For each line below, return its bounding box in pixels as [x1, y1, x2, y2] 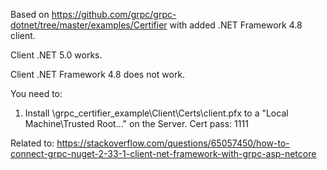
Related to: [10, 137, 55, 149]
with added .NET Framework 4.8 [169, 19, 303, 31]
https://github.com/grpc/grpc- [51, 9, 177, 20]
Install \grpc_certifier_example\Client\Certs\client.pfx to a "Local [24, 107, 289, 119]
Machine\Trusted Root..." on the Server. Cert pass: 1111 [24, 118, 249, 129]
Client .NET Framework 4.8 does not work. [10, 69, 186, 80]
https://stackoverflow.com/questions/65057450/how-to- [56, 137, 290, 149]
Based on [10, 9, 50, 20]
